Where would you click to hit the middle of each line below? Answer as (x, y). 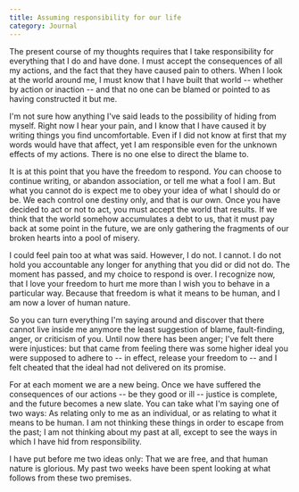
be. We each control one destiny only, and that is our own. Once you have (145, 200)
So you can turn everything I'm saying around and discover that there (137, 320)
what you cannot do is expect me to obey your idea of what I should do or (145, 190)
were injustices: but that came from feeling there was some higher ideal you (149, 348)
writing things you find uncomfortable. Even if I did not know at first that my (148, 135)
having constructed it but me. (63, 98)
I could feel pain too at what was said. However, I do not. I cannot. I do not (145, 254)
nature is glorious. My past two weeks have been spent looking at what (140, 468)
